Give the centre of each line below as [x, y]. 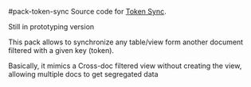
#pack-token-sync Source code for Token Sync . [87, 11]
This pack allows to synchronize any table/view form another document [126, 42]
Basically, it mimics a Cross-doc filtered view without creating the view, [125, 66]
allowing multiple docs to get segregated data [83, 74]
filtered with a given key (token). [61, 50]
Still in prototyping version [51, 26]
